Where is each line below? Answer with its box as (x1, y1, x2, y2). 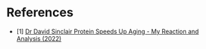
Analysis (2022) (16, 34, 62, 42)
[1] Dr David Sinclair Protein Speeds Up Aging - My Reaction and (16, 27, 199, 35)
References (6, 5, 73, 20)
